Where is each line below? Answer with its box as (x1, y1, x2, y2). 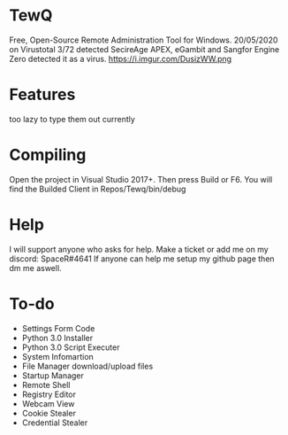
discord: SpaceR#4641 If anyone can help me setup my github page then (9, 253, 276, 264)
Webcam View (21, 398, 75, 408)
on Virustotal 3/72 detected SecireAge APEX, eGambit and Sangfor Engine (9, 43, 280, 54)
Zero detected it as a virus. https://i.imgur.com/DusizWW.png (9, 53, 232, 64)
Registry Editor (21, 389, 77, 400)
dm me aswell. (9, 262, 62, 273)
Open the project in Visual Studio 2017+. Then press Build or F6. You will (9, 174, 273, 184)
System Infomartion (21, 351, 95, 361)
